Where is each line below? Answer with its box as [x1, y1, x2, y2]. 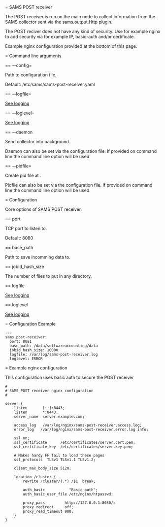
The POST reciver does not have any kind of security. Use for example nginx [5, 29, 161, 34]
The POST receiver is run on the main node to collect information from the [5, 14, 156, 19]
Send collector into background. [5, 139, 70, 144]
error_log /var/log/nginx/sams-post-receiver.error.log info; [14, 427, 149, 432]
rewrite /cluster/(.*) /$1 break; [23, 479, 96, 484]
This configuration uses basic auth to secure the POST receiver [5, 374, 134, 380]
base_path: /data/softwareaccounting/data [9, 343, 98, 348]
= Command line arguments [5, 53, 62, 59]
